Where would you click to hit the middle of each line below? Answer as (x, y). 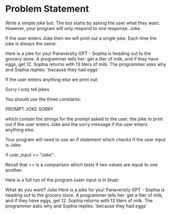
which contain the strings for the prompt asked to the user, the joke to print (84, 119)
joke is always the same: (31, 43)
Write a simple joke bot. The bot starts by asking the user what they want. (83, 23)
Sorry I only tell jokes (27, 89)
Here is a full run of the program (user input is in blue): (63, 180)
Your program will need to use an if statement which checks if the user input (86, 139)
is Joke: (14, 145)
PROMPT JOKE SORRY (29, 109)
